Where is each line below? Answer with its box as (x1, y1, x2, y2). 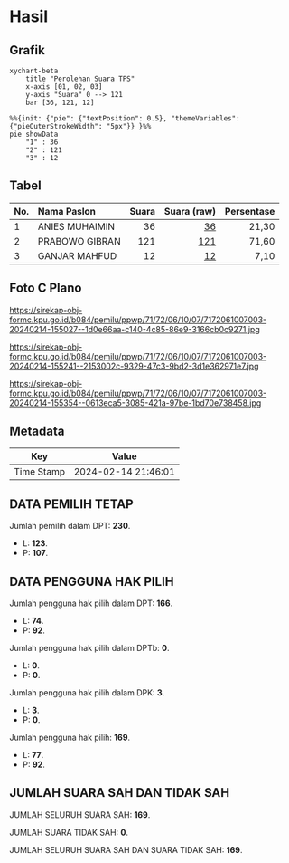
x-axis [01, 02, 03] (25, 82, 103, 91)
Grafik (9, 43, 45, 58)
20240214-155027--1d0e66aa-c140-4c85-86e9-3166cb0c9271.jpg (9, 323, 260, 334)
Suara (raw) (163, 205, 217, 217)
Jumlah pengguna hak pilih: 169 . (9, 732, 131, 743)
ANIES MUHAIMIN (37, 220, 116, 233)
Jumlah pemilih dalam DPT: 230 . (9, 521, 131, 532)
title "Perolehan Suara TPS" (25, 74, 135, 83)
